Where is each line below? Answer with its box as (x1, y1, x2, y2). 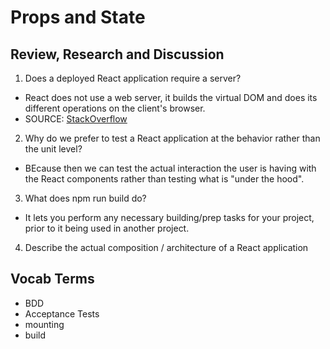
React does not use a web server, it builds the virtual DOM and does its (24, 92, 318, 103)
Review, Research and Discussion (10, 46, 225, 63)
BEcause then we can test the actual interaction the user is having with (24, 162, 317, 174)
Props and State (10, 6, 146, 29)
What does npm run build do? (24, 192, 147, 204)
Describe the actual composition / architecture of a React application (24, 242, 309, 253)
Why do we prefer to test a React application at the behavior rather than (24, 132, 321, 144)
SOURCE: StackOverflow (24, 113, 128, 125)
